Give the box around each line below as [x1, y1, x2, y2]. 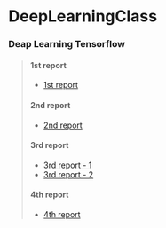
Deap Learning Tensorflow [8, 38, 126, 51]
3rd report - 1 [43, 160, 92, 170]
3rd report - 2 [43, 169, 94, 179]
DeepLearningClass [8, 6, 157, 27]
